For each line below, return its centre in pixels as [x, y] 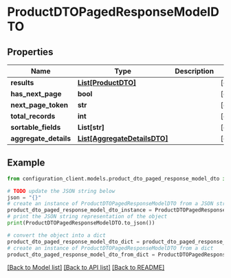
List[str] [91, 127]
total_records [33, 116]
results [22, 83]
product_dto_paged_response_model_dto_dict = [73, 242]
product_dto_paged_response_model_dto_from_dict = [81, 255]
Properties [30, 52]
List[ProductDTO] [107, 83]
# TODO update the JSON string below [61, 191]
